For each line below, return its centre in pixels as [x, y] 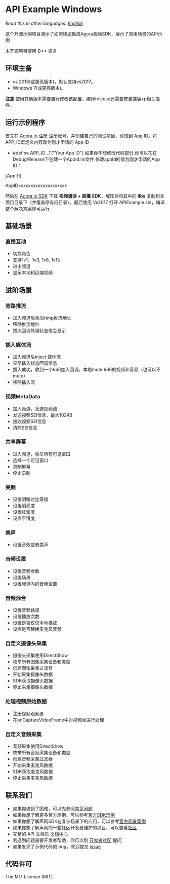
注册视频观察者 [28, 713]
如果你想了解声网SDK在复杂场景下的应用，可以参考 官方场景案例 [79, 821]
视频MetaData [23, 397]
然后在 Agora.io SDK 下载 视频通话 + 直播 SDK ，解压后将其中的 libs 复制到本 [85, 196]
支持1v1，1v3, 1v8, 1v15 [36, 260]
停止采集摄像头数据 [33, 687]
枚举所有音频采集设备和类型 [41, 752]
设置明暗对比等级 [30, 499]
